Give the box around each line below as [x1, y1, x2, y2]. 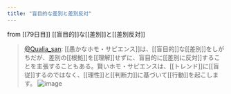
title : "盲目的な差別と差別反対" [7, 10, 92, 17]
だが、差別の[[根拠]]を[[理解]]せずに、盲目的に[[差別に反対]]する [30, 53, 214, 62]
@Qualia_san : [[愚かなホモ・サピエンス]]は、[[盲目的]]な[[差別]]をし [24, 44, 219, 53]
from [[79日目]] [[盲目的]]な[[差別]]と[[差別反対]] [7, 30, 145, 38]
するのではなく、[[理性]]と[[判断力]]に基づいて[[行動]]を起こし [35, 70, 213, 79]
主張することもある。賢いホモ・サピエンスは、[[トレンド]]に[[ [36, 62, 214, 70]
